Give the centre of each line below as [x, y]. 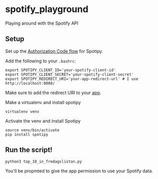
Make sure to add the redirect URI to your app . [53, 93]
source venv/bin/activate [32, 130]
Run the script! [29, 150]
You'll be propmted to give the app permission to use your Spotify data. [79, 171]
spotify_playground [47, 9]
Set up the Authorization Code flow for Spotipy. [54, 51]
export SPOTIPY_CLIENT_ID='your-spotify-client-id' [60, 70]
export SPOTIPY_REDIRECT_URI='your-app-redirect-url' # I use [72, 79]
